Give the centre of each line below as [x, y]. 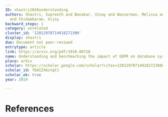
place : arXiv [19, 61]
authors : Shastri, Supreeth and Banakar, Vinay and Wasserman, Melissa [81, 14]
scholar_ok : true [23, 75]
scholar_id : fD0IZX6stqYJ [32, 70]
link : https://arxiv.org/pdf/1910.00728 [48, 51]
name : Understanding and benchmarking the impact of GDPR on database [80, 56]
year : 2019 [16, 79]
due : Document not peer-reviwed [39, 42]
